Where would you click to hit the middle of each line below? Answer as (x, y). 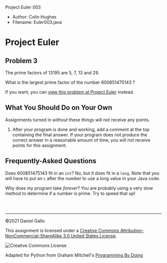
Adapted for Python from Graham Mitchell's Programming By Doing (74, 255)
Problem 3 (21, 61)
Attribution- (132, 230)
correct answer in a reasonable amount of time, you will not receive (81, 140)
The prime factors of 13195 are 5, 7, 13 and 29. (52, 73)
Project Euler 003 (23, 7)
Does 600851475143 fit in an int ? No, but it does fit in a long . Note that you (82, 173)
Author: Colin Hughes (34, 17)
